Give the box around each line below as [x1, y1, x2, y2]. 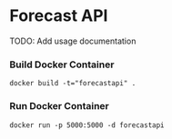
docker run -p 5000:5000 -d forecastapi [9, 120, 166, 130]
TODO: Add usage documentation [9, 35, 137, 46]
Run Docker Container [9, 100, 109, 113]
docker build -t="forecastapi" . [9, 79, 137, 88]
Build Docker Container [9, 58, 115, 71]
